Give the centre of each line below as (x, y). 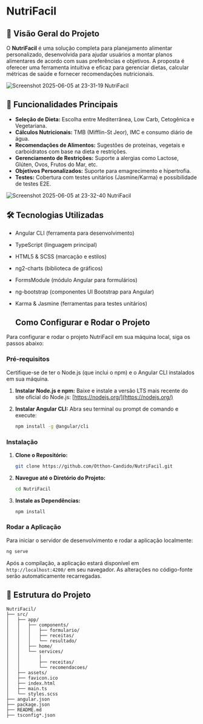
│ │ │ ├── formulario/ (43, 630)
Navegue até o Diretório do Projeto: (60, 478)
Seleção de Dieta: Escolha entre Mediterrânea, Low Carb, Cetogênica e (105, 119)
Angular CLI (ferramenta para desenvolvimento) (75, 233)
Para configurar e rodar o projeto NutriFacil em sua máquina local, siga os (98, 337)
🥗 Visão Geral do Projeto (53, 34)
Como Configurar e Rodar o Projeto (82, 323)
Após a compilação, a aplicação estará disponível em (73, 563)
